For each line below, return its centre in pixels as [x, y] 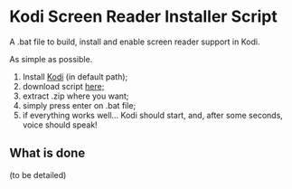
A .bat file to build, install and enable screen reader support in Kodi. [135, 42]
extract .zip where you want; [75, 96]
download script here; [63, 86]
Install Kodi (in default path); [75, 76]
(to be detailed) [38, 175]
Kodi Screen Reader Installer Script [143, 17]
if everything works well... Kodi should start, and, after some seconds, [152, 115]
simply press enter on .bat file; [79, 105]
